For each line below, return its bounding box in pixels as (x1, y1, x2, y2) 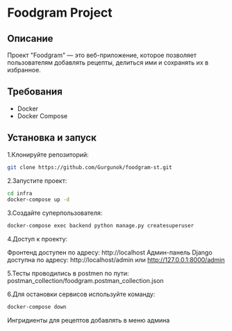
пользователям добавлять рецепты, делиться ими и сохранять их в (7, 58, 209, 67)
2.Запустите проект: (7, 176, 67, 185)
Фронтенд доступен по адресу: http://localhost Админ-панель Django (7, 248, 213, 257)
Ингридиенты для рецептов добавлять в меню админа (7, 316, 170, 324)
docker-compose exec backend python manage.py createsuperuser (7, 223, 194, 229)
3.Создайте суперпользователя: (7, 209, 103, 217)
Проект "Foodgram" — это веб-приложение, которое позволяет (7, 51, 197, 59)
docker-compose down (7, 304, 67, 311)
